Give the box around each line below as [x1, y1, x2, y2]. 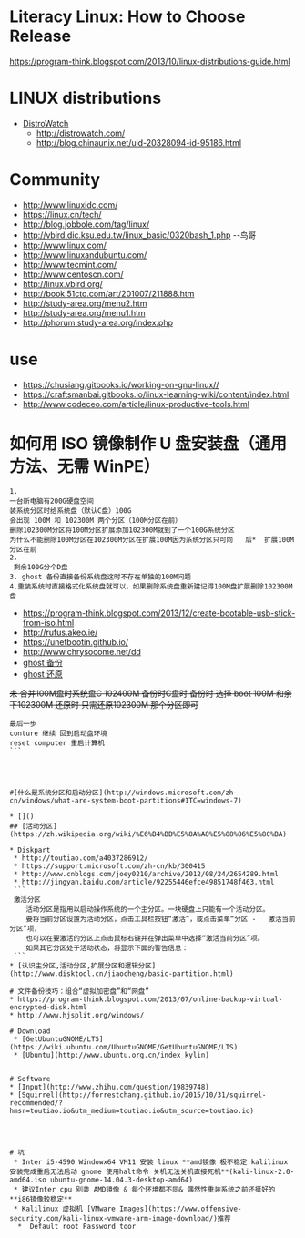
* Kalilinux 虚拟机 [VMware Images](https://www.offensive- [13, 1204, 242, 1213]
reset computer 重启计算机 [9, 738, 105, 748]
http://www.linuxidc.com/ [22, 199, 118, 210]
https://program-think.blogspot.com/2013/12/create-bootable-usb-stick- [22, 608, 296, 619]
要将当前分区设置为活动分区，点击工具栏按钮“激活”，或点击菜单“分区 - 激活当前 [25, 914, 296, 924]
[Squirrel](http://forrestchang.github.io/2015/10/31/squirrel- [17, 1090, 267, 1100]
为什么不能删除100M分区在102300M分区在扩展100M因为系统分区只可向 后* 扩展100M [9, 535, 295, 544]
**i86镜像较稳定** [9, 1194, 73, 1203]
